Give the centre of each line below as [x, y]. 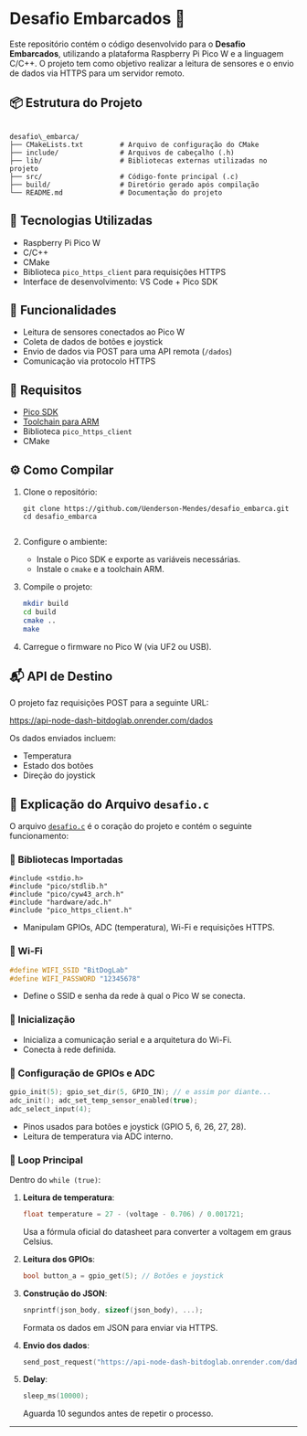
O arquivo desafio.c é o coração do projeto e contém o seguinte [131, 826]
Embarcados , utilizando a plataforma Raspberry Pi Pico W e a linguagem [147, 53]
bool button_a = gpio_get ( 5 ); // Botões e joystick [123, 1276]
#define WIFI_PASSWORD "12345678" [75, 979]
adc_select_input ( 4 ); [51, 1109]
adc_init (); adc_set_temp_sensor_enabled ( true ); [104, 1101]
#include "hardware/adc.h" [61, 903]
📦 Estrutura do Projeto [76, 103]
